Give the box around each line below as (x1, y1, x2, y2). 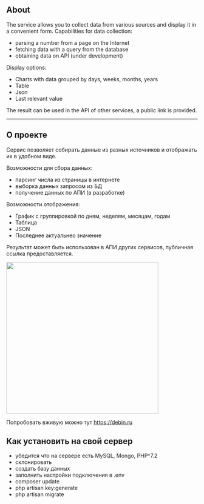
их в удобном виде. (6, 152, 57, 160)
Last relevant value (15, 95, 63, 102)
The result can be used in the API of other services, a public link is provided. (6, 106, 197, 114)
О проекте (6, 130, 47, 140)
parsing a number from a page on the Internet (15, 39, 130, 46)
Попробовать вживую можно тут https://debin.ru (6, 418, 133, 426)
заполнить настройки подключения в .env (15, 471, 125, 479)
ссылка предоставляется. (6, 250, 73, 257)
